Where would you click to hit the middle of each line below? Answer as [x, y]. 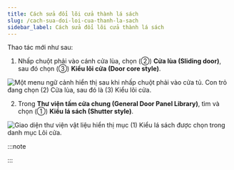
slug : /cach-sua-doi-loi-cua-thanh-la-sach [73, 21]
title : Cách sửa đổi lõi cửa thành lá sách [73, 14]
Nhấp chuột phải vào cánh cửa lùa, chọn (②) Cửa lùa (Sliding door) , [119, 61]
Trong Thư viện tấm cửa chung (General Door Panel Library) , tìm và [118, 104]
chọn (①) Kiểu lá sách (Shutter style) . [76, 112]
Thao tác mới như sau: [40, 48]
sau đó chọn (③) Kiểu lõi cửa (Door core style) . [89, 69]
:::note [17, 147]
